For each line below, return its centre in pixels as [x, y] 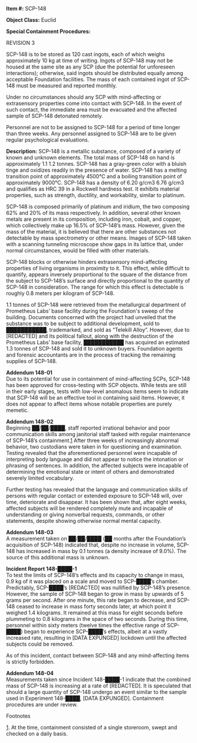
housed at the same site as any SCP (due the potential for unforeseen [91, 67]
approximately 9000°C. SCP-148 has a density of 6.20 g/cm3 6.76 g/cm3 [95, 183]
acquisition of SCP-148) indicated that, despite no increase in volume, [91, 545]
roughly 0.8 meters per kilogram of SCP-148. [60, 293]
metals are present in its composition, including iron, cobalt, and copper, [94, 219]
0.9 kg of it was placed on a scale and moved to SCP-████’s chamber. [92, 581]
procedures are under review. [42, 704]
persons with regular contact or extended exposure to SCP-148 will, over [94, 496]
